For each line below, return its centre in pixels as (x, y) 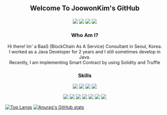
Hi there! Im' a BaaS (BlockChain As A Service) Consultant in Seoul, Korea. (85, 46)
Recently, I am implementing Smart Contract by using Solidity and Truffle (85, 62)
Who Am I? (85, 35)
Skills (85, 75)
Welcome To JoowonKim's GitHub (85, 8)
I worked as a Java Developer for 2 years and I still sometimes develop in (85, 51)
